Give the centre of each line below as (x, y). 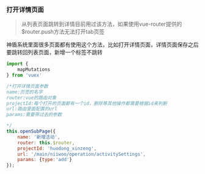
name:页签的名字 (25, 92)
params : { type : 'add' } (45, 160)
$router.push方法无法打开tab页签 (63, 32)
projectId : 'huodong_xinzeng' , (57, 148)
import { (17, 64)
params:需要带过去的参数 (34, 115)
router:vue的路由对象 (31, 98)
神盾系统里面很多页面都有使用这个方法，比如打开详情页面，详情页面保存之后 (103, 45)
